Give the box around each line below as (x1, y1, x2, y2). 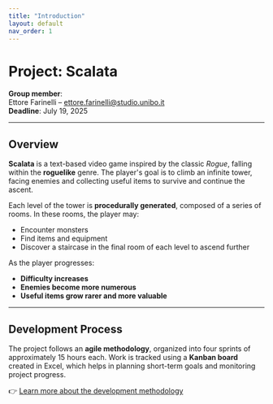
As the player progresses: (8, 258, 95, 268)
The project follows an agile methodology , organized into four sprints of (8, 343, 251, 354)
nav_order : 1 (8, 27, 53, 35)
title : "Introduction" (8, 11, 85, 20)
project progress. (8, 369, 67, 379)
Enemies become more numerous (19, 282, 136, 293)
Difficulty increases (19, 274, 89, 284)
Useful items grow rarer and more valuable (19, 291, 168, 301)
